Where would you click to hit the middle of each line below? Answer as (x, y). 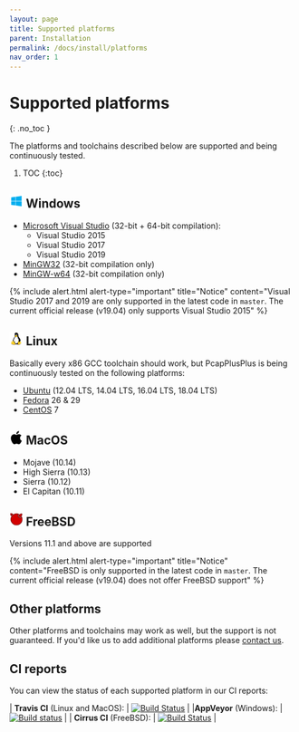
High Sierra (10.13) (57, 472)
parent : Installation (50, 38)
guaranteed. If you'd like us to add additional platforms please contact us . (147, 640)
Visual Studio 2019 (71, 255)
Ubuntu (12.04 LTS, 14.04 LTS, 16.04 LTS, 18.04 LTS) (120, 390)
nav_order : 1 (34, 58)
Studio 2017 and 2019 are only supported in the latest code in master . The (146, 301)
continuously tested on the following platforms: (97, 372)
